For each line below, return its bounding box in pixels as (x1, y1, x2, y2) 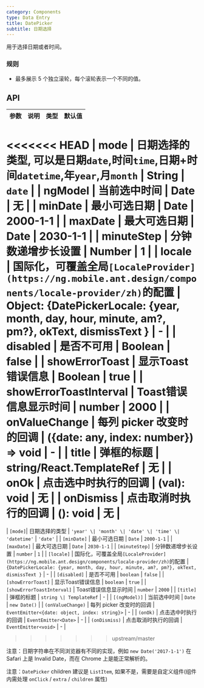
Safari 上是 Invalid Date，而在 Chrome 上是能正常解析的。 (6, 655, 151, 662)
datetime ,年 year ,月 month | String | (17, 168, 185, 182)
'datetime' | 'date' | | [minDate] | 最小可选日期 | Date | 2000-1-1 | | (6, 535, 173, 542)
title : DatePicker (6, 20, 53, 26)
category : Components (6, 9, 61, 15)
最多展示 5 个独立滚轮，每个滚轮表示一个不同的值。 (15, 75, 144, 82)
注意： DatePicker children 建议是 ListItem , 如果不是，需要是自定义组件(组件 (6, 668, 197, 675)
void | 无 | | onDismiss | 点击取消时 (6, 491, 180, 505)
